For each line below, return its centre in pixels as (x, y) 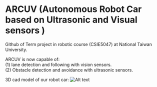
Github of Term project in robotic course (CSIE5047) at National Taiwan (79, 44)
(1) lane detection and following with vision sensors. (58, 64)
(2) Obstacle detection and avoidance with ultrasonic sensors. (69, 70)
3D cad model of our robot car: (37, 79)
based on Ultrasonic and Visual (71, 20)
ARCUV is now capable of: (32, 59)
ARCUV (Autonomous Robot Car (73, 9)
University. (16, 49)
